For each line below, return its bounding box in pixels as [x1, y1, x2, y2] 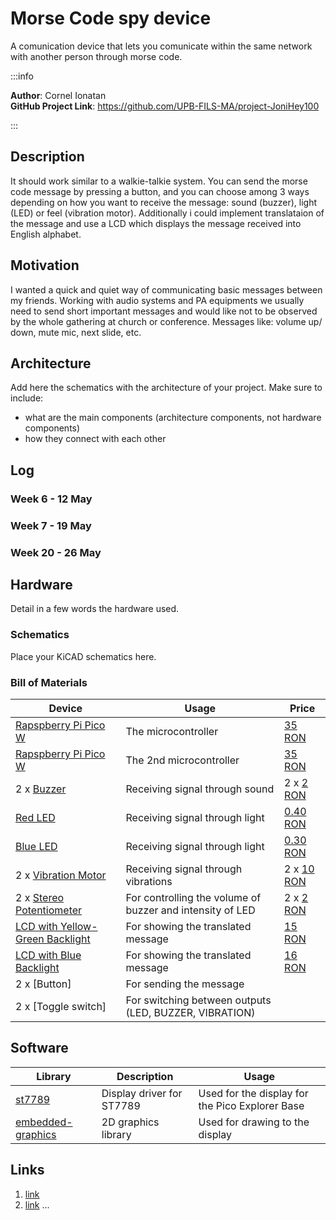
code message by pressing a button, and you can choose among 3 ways [10, 185, 310, 197]
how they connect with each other [24, 433, 167, 445]
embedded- [15, 1115, 73, 1129]
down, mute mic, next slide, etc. [10, 326, 142, 338]
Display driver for [101, 1086, 183, 1100]
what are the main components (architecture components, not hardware [24, 412, 322, 424]
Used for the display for [198, 1086, 309, 1100]
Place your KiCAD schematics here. [10, 650, 157, 662]
